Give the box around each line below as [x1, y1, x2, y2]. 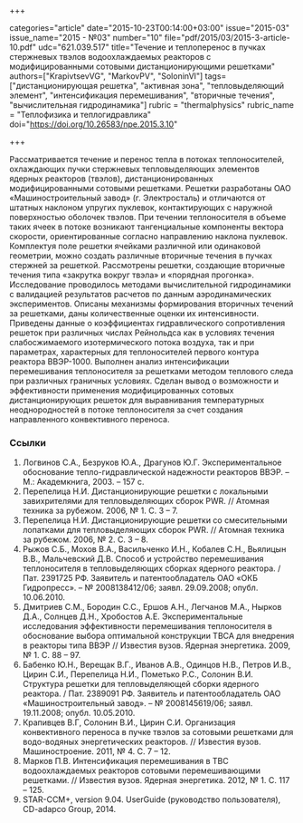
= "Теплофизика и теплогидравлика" [9, 110, 152, 120]
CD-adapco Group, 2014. [22, 804, 117, 815]
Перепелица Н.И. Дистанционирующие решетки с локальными [22, 486, 269, 497]
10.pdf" [9, 42, 37, 53]
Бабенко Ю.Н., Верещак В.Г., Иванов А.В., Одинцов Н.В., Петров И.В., [22, 659, 292, 671]
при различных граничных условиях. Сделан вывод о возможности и [9, 375, 279, 386]
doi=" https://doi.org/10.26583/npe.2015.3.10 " [9, 119, 178, 130]
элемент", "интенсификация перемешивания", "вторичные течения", [9, 90, 276, 101]
